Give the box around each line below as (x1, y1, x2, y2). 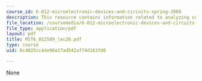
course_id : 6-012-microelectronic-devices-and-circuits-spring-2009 (6, 8, 182, 15)
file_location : (6, 20, 44, 26)
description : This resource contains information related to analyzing (6, 14, 189, 20)
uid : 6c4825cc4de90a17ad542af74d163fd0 (6, 48, 106, 54)
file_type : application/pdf (6, 25, 77, 32)
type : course (6, 42, 39, 48)
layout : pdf (6, 31, 36, 37)
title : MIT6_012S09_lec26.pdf (6, 36, 82, 42)
